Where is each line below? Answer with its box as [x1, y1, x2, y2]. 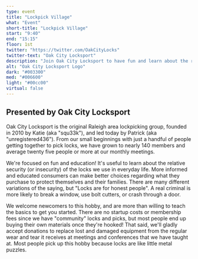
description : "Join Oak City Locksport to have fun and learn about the [6, 58, 189, 64]
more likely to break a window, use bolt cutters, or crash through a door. [6, 191, 181, 198]
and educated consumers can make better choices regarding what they [6, 172, 180, 179]
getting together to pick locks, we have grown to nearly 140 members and [6, 142, 186, 149]
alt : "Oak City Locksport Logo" [6, 63, 85, 70]
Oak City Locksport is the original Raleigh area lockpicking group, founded [6, 123, 187, 130]
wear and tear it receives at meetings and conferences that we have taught [6, 234, 189, 241]
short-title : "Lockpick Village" [6, 25, 88, 31]
